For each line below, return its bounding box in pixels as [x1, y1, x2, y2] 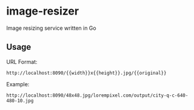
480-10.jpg [6, 97, 34, 104]
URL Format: [6, 58, 38, 65]
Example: [6, 80, 30, 88]
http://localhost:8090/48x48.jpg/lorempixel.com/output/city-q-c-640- [6, 92, 189, 98]
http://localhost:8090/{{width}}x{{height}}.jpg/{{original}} [6, 70, 167, 76]
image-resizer [6, 4, 79, 18]
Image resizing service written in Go [6, 24, 96, 32]
